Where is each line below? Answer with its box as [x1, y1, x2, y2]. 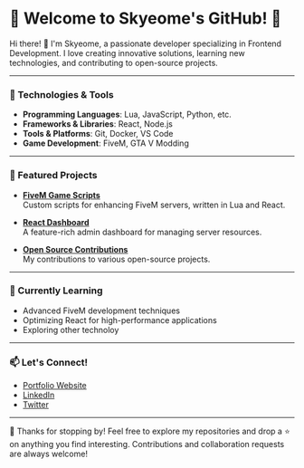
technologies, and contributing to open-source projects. [9, 57, 219, 68]
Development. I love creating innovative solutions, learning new [9, 47, 246, 58]
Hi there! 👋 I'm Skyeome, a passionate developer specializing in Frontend [9, 38, 282, 49]
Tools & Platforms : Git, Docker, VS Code [22, 129, 174, 139]
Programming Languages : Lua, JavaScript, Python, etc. [22, 109, 233, 120]
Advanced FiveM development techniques [22, 305, 181, 316]
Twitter [22, 399, 50, 410]
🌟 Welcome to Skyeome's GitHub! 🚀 [9, 8, 282, 29]
